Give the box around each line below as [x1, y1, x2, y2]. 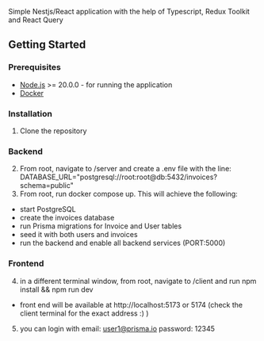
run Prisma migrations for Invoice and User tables [19, 221, 182, 231]
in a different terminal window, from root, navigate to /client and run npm [19, 276, 257, 285]
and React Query [8, 15, 63, 25]
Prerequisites [8, 62, 61, 73]
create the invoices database [19, 213, 115, 223]
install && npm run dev [19, 285, 94, 294]
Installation [8, 108, 53, 119]
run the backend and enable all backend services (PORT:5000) [19, 238, 226, 248]
